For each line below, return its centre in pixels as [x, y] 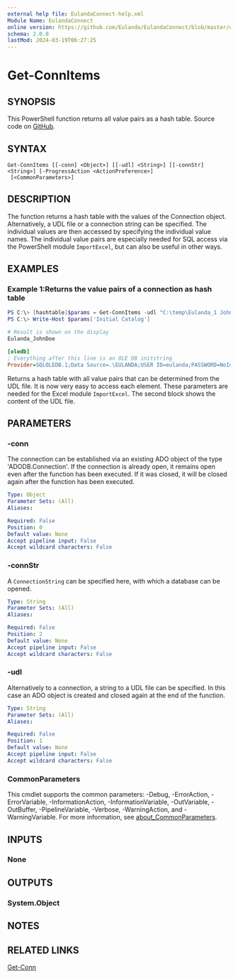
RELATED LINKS [43, 950]
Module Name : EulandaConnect [50, 21]
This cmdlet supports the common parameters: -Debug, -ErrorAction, [109, 795]
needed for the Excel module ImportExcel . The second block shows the [112, 393]
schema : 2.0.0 [28, 34]
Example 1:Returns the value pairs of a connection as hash [110, 289]
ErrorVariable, [28, 802]
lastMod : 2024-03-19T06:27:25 [52, 41]
